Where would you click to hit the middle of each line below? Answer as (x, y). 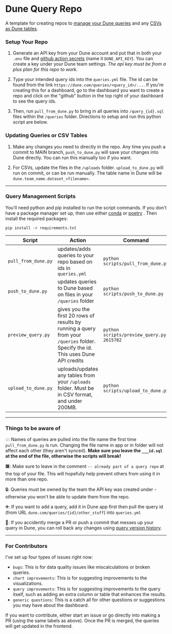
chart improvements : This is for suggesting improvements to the (80, 578)
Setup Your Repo (27, 42)
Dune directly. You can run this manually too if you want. (72, 158)
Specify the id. (75, 348)
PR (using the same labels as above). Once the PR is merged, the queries (82, 621)
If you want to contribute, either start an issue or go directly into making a (83, 615)
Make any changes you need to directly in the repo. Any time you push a (89, 146)
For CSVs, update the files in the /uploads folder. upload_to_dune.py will (88, 167)
